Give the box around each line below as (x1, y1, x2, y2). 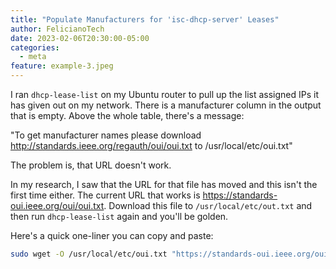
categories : (10, 42, 60, 53)
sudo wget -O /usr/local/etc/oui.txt (10, 249, 168, 259)
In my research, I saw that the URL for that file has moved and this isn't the (10, 179, 318, 190)
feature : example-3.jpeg (10, 61, 114, 71)
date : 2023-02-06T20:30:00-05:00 (10, 33, 150, 43)
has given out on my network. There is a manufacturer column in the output (10, 99, 322, 111)
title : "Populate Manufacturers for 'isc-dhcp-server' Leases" (10, 14, 280, 25)
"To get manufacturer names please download (10, 129, 202, 141)
